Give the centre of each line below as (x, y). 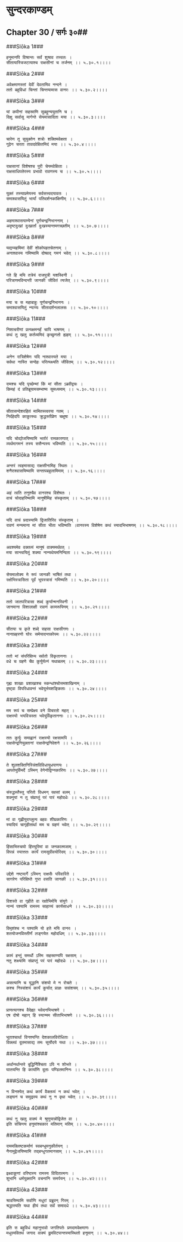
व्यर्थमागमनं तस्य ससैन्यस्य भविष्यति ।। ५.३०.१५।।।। (57, 444)
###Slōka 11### (26, 319)
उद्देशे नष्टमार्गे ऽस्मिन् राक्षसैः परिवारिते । (41, 874)
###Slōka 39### (27, 1081)
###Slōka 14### (27, 400)
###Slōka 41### (26, 1135)
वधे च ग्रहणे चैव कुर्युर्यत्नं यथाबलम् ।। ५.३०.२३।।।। (56, 662)
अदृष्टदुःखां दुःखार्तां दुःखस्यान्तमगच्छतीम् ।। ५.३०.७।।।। (58, 226)
